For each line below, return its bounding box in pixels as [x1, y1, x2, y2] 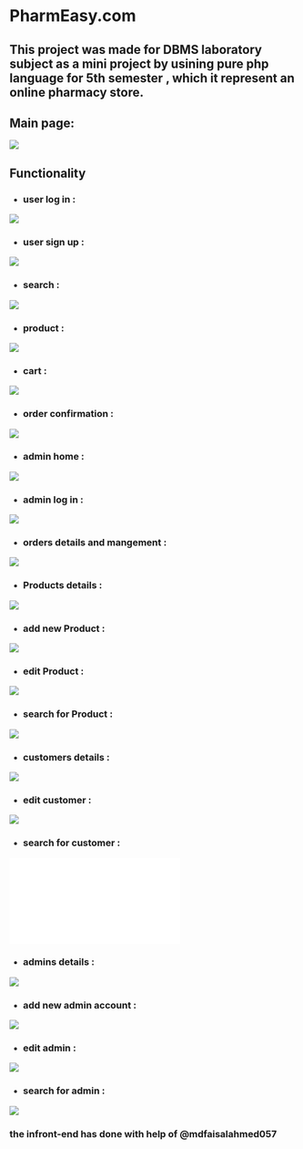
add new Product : [22, 622, 106, 635]
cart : [22, 364, 47, 377]
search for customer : [22, 836, 121, 849]
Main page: [9, 115, 75, 130]
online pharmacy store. [9, 84, 144, 100]
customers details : [22, 750, 110, 763]
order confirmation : [22, 408, 114, 420]
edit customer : [22, 793, 92, 806]
